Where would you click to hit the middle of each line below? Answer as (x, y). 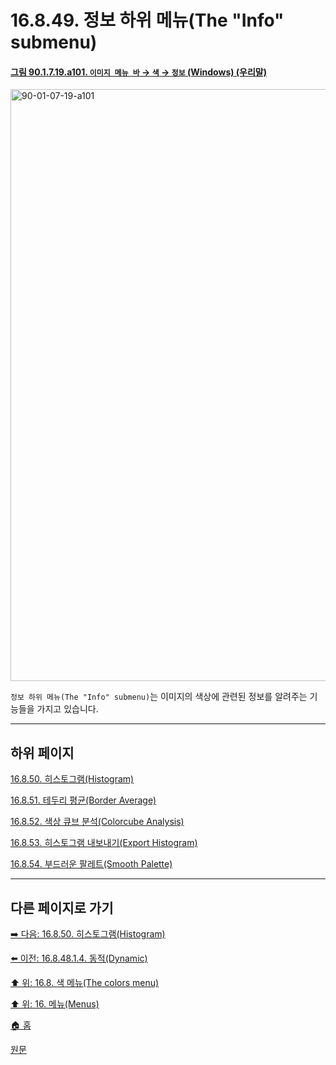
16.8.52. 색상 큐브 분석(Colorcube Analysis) (97, 822)
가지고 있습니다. (67, 709)
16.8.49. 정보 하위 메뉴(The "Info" (147, 20)
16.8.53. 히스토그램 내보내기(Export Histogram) (104, 843)
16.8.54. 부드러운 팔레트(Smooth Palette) (91, 864)
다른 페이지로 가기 (62, 907)
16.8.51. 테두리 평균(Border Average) (83, 800)
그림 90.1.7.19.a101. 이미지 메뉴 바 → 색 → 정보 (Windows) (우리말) (139, 72)
